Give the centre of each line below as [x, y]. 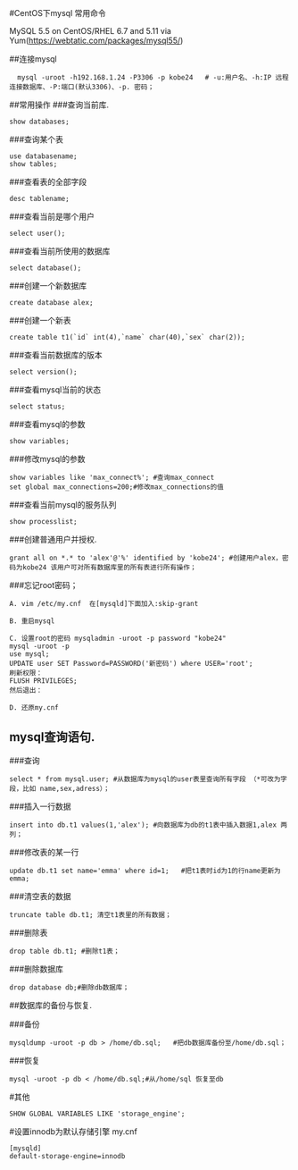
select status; [37, 407]
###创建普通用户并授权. [53, 539]
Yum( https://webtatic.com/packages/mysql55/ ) [96, 40]
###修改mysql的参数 [47, 459]
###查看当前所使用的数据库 [60, 251]
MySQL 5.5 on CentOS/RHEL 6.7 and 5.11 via [91, 31]
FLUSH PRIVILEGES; [43, 681]
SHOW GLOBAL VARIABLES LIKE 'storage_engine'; [97, 1114]
